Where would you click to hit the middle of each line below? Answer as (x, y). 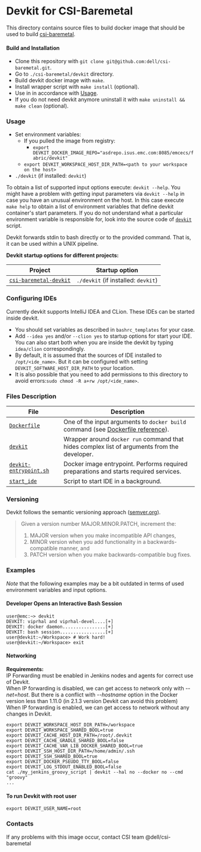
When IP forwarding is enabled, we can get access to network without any (98, 708)
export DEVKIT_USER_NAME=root (44, 809)
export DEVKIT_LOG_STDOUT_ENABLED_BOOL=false (64, 767)
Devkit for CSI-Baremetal (70, 11)
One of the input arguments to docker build (125, 422)
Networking (22, 656)
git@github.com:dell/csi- (139, 62)
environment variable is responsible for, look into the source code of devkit (99, 219)
